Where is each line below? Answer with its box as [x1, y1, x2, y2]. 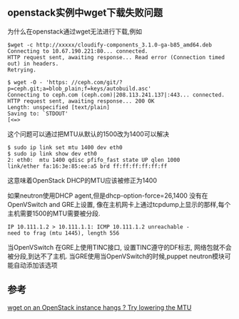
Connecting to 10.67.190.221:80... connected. [7, 47, 148, 55]
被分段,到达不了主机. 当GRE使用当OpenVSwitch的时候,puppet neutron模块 [7, 252, 225, 260]
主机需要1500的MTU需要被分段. [7, 209, 101, 218]
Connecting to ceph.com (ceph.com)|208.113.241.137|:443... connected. [7, 91, 225, 98]
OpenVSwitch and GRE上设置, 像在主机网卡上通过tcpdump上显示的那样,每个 [7, 200, 231, 208]
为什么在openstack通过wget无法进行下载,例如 [7, 27, 143, 36]
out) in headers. [7, 60, 59, 67]
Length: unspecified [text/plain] [7, 103, 111, 111]
